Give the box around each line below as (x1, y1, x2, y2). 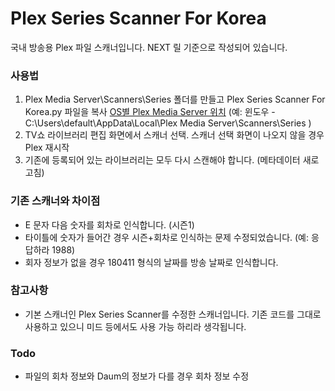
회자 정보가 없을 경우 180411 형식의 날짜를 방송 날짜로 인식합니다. (24, 256, 279, 268)
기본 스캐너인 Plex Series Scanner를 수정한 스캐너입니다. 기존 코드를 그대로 (24, 308, 322, 320)
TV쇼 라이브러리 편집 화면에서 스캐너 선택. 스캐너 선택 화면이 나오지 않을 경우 (24, 129, 325, 141)
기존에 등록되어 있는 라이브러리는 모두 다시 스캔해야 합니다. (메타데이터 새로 (24, 154, 320, 166)
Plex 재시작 (24, 142, 70, 154)
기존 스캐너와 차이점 (10, 194, 101, 208)
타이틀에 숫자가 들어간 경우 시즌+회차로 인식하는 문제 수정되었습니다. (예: (24, 231, 310, 243)
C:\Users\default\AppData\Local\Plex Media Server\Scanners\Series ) (24, 117, 312, 129)
